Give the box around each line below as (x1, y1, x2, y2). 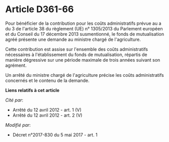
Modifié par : (5, 122, 31, 128)
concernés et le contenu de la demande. (5, 77, 90, 83)
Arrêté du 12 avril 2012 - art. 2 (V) (12, 112, 82, 118)
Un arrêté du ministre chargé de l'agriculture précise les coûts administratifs (5, 72, 164, 78)
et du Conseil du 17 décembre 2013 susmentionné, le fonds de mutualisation (5, 31, 164, 37)
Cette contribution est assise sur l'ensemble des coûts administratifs (5, 46, 148, 52)
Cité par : (5, 97, 24, 103)
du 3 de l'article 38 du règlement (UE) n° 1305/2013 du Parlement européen (5, 25, 163, 31)
